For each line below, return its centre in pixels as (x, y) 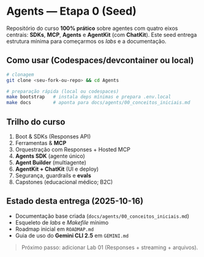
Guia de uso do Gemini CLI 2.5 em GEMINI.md (72, 235)
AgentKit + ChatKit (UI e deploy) (57, 169)
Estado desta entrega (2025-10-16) (75, 201)
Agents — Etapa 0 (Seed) (71, 11)
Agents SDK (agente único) (50, 156)
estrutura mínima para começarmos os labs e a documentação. (86, 41)
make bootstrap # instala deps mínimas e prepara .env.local (89, 97)
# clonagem (20, 75)
